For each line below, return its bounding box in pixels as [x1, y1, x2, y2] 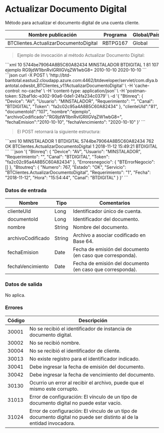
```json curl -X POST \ [5, 72, 48, 78]
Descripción [79, 317, 107, 324]
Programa [103, 31, 127, 38]
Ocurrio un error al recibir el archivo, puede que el [29, 379, 144, 386]
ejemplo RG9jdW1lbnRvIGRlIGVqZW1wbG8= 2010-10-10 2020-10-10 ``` [5, 67, 147, 73]
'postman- [125, 87, 147, 94]
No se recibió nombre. [29, 339, 81, 346]
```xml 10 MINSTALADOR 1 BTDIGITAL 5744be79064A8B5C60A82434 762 [5, 138, 154, 144]
